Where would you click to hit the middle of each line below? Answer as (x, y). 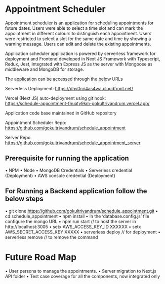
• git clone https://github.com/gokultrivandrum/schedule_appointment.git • (82, 211)
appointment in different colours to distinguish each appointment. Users (78, 33)
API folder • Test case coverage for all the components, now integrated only (82, 276)
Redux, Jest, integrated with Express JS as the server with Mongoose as (79, 64)
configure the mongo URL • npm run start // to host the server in (71, 221)
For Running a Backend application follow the (76, 191)
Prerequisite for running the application (67, 158)
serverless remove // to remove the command (52, 237)
